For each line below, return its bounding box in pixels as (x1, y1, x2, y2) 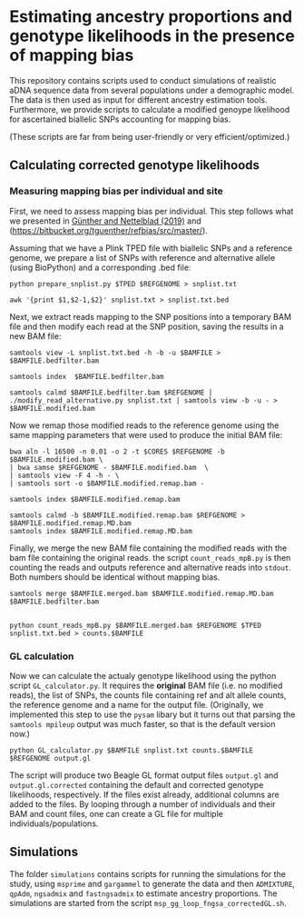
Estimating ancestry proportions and (9, 6, 293, 27)
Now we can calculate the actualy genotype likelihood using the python (9, 670, 277, 681)
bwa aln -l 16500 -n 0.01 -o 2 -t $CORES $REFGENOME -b (9, 447, 225, 456)
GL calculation (9, 650, 74, 663)
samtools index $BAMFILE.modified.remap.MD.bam (9, 526, 193, 535)
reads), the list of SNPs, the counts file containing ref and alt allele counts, (9, 689, 288, 701)
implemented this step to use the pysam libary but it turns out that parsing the (9, 709, 296, 720)
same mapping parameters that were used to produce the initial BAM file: (9, 429, 283, 440)
